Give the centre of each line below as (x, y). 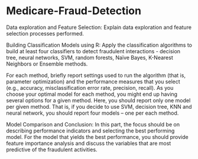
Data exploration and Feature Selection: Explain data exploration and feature (99, 27)
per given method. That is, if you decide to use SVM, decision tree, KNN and (99, 106)
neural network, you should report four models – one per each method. (92, 113)
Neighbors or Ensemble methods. (47, 64)
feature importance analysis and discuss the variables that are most (89, 143)
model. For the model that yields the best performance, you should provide (97, 137)
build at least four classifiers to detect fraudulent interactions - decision (93, 51)
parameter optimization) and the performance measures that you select (93, 82)
